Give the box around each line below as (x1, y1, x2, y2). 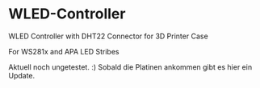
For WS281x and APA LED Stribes (8, 46, 120, 56)
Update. (8, 70, 36, 80)
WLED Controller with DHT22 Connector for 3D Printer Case (8, 31, 208, 41)
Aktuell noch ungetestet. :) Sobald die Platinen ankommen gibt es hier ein (8, 62, 253, 72)
